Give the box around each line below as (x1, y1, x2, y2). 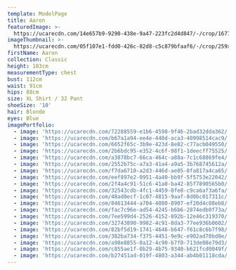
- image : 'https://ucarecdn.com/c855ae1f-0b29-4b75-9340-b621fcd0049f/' (13, 245, 231, 253)
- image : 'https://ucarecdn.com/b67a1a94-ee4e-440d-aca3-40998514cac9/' (13, 134, 231, 141)
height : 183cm (7, 63, 49, 70)
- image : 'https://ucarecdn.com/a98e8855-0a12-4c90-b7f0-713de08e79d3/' (13, 239, 231, 246)
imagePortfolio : (7, 121, 55, 129)
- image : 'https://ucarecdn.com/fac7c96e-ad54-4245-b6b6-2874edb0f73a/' (13, 207, 231, 214)
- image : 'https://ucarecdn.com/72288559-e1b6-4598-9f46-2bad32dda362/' (13, 128, 231, 135)
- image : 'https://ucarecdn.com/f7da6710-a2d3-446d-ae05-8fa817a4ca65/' (13, 167, 231, 174)
